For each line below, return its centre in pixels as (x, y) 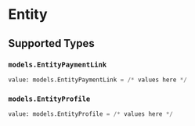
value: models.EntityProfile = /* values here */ (91, 114)
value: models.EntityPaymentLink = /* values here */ (98, 80)
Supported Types (52, 43)
